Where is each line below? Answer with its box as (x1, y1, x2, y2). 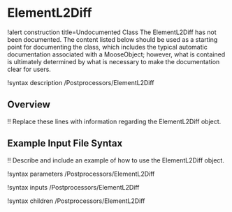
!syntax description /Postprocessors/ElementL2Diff (7, 78, 155, 86)
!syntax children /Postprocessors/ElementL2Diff (7, 197, 145, 205)
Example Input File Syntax (7, 137, 123, 149)
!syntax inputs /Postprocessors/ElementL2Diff (7, 183, 140, 191)
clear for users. (7, 65, 51, 73)
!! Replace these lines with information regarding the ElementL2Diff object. (7, 117, 222, 126)
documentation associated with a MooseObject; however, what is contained (7, 50, 226, 59)
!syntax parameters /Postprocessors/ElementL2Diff (7, 169, 155, 178)
